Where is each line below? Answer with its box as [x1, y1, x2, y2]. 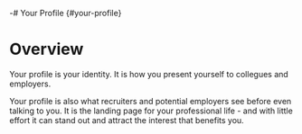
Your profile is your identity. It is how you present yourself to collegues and [9, 68, 289, 79]
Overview [9, 40, 84, 59]
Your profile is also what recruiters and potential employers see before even [9, 95, 292, 106]
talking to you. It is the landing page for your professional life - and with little [9, 105, 294, 116]
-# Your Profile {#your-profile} [9, 8, 122, 18]
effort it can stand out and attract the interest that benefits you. [9, 114, 244, 125]
